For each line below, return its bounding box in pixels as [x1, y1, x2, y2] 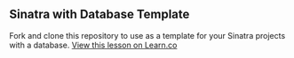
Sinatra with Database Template [9, 7, 190, 22]
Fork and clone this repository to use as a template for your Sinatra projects [9, 30, 286, 40]
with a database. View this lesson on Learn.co [9, 40, 178, 50]
